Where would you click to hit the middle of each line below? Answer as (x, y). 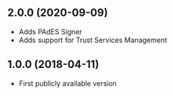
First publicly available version (67, 83)
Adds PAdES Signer (51, 31)
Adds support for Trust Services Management (93, 40)
